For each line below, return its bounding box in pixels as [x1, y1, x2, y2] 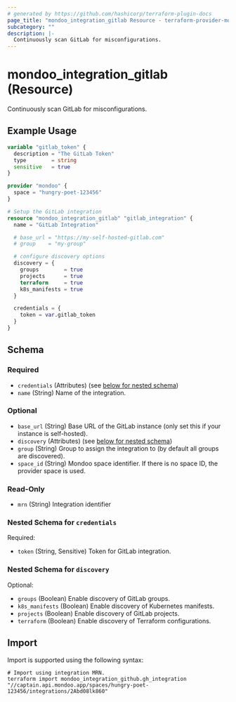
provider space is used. [17, 466, 86, 475]
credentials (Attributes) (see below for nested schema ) [17, 380, 179, 390]
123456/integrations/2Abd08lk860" [7, 687, 109, 695]
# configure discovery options [13, 253, 105, 260]
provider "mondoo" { [7, 183, 68, 190]
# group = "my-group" [13, 240, 86, 248]
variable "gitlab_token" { [7, 143, 86, 151]
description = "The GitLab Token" [13, 150, 114, 157]
